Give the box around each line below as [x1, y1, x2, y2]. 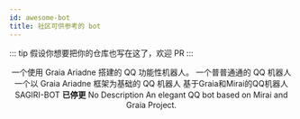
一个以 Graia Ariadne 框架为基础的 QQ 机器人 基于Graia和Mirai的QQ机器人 [14, 78, 288, 88]
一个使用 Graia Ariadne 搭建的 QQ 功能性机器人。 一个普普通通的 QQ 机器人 [11, 67, 292, 78]
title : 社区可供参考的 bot [9, 22, 101, 31]
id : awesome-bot [9, 13, 70, 23]
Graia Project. [125, 99, 177, 110]
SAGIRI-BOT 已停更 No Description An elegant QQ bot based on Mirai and [14, 89, 288, 100]
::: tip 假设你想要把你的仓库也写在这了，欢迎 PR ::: [9, 47, 194, 59]
